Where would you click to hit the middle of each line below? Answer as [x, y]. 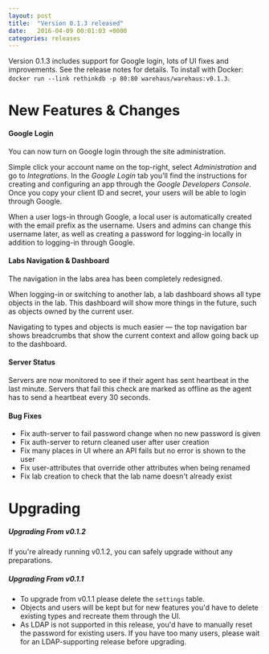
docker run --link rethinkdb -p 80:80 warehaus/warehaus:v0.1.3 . [119, 78]
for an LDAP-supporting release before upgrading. [103, 642]
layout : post [30, 16]
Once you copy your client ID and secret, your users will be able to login [127, 192]
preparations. [31, 561]
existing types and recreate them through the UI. [100, 616]
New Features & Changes [94, 111]
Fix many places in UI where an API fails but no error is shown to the [133, 450]
